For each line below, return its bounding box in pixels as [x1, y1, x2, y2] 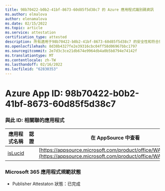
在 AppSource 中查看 [90, 134, 140, 141]
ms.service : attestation [5, 30, 56, 35]
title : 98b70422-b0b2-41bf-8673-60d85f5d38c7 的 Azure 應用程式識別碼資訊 [5, 7, 154, 12]
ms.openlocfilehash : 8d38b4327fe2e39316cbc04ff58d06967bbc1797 [5, 44, 137, 49]
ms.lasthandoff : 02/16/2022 [5, 62, 63, 67]
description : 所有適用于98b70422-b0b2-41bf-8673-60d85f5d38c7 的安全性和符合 [5, 39, 159, 44]
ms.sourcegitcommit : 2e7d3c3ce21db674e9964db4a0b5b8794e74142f [5, 48, 137, 53]
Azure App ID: [5, 88, 63, 99]
